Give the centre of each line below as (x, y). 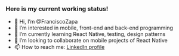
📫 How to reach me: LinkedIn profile (59, 47)
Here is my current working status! (57, 9)
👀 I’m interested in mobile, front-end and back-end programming (94, 28)
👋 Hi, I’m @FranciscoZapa (46, 22)
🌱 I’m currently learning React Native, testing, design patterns (90, 34)
